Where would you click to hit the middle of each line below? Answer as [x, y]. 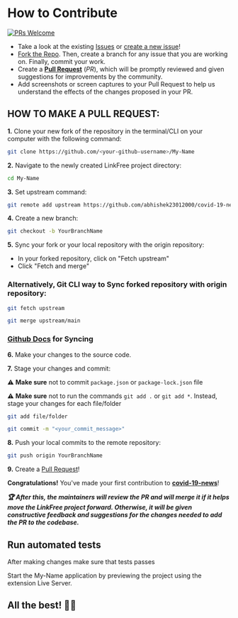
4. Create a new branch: [43, 219]
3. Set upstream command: [47, 192]
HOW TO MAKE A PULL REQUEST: [84, 114]
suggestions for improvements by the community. [90, 77]
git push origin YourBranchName [55, 456]
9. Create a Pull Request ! [44, 469]
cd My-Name [23, 178]
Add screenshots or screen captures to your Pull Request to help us [116, 84]
